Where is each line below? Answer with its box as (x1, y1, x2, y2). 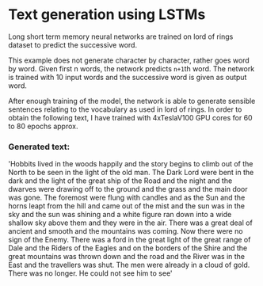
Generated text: (8, 141, 71, 152)
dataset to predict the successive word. (8, 40, 137, 49)
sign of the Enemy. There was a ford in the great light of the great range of (8, 235, 251, 245)
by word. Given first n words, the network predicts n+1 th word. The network (8, 63, 255, 73)
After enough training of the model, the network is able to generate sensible (8, 96, 256, 105)
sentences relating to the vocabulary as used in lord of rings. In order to (8, 105, 242, 114)
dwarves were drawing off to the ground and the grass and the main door (8, 185, 248, 194)
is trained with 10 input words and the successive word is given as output (8, 72, 247, 82)
